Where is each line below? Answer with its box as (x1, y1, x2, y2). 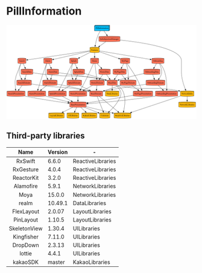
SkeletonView (8, 225, 43, 232)
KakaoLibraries (72, 258, 110, 266)
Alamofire (13, 183, 38, 190)
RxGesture (13, 165, 39, 173)
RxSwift (16, 157, 36, 165)
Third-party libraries (6, 131, 85, 141)
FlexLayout (11, 208, 40, 215)
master (47, 258, 65, 266)
